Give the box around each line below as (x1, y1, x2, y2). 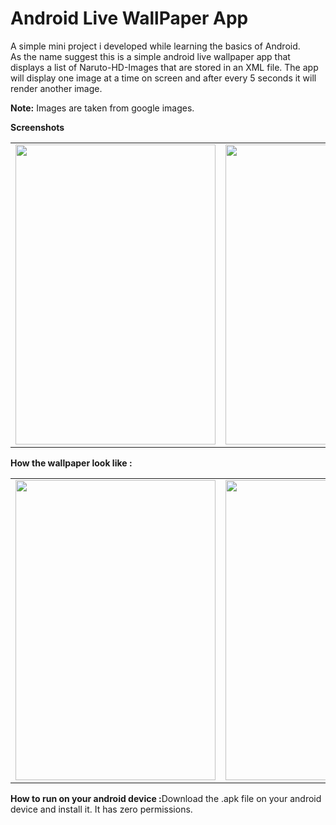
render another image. (10, 82, 103, 94)
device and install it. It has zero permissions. (10, 803, 193, 815)
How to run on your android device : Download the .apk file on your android (10, 792, 322, 804)
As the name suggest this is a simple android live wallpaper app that (10, 50, 291, 62)
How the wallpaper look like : (10, 457, 133, 469)
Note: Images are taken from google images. (10, 102, 195, 114)
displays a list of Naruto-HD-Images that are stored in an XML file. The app (10, 61, 319, 73)
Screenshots (10, 121, 65, 133)
